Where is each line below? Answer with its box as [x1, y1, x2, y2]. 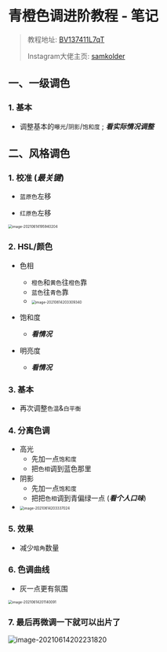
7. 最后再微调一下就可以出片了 [8, 617, 121, 628]
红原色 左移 [19, 208, 52, 218]
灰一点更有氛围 [19, 584, 68, 593]
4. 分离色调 [8, 425, 50, 436]
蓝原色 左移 [19, 192, 52, 201]
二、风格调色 [8, 147, 71, 160]
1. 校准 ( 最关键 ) [8, 172, 64, 183]
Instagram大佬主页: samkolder [27, 51, 125, 61]
